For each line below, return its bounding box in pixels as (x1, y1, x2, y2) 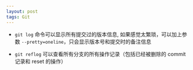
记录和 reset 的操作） (14, 58, 66, 65)
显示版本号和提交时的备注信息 (79, 38, 152, 45)
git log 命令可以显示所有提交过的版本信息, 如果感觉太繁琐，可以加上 (14, 30, 182, 38)
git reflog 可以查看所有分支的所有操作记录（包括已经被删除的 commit (14, 50, 187, 57)
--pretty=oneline (21, 39, 64, 45)
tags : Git (6, 14, 31, 20)
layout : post (6, 8, 38, 15)
